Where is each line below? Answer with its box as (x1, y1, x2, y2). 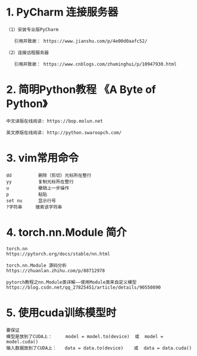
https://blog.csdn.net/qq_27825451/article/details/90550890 (6, 284, 161, 291)
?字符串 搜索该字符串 (6, 204, 62, 210)
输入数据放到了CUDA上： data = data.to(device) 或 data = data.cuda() (6, 345, 192, 351)
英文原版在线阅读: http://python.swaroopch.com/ (6, 129, 122, 136)
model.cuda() (6, 339, 39, 345)
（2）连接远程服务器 (6, 49, 49, 55)
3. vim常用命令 (6, 151, 79, 165)
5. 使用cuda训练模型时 (6, 306, 117, 319)
